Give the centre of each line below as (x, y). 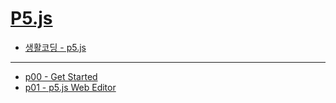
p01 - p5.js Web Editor (70, 87)
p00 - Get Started (61, 76)
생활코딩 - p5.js (55, 47)
